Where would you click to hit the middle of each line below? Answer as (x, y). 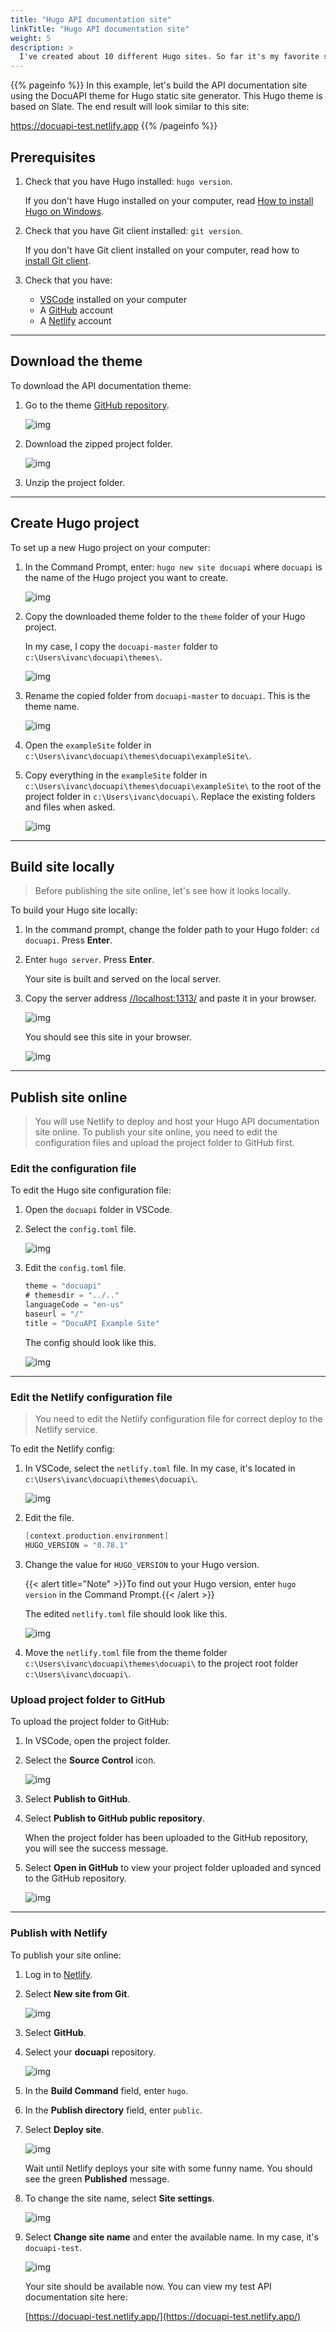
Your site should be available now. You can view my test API (148, 2286)
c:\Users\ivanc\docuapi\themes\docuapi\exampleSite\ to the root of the (173, 785)
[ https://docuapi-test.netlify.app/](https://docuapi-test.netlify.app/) (163, 2316)
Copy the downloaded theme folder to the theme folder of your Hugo (165, 616)
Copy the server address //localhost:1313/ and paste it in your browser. (170, 998)
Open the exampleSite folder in (88, 745)
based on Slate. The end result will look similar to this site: (130, 107)
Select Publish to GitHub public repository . (114, 1818)
